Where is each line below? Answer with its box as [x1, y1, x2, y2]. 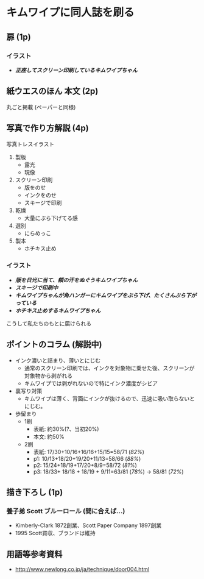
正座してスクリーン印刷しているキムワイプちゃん [15, 66, 138, 74]
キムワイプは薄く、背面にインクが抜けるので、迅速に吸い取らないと [24, 394, 195, 402]
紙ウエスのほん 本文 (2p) [6, 86, 99, 96]
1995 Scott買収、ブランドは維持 [15, 530, 96, 537]
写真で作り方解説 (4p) [6, 123, 90, 133]
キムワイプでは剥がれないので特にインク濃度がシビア [24, 379, 158, 387]
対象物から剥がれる [24, 372, 73, 379]
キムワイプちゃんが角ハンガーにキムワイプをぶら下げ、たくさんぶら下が [15, 291, 197, 299]
